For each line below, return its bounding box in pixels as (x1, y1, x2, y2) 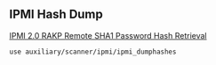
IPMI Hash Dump (9, 7, 104, 22)
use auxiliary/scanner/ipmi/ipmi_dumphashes (9, 47, 177, 56)
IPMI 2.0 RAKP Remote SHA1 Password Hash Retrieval (9, 30, 207, 40)
